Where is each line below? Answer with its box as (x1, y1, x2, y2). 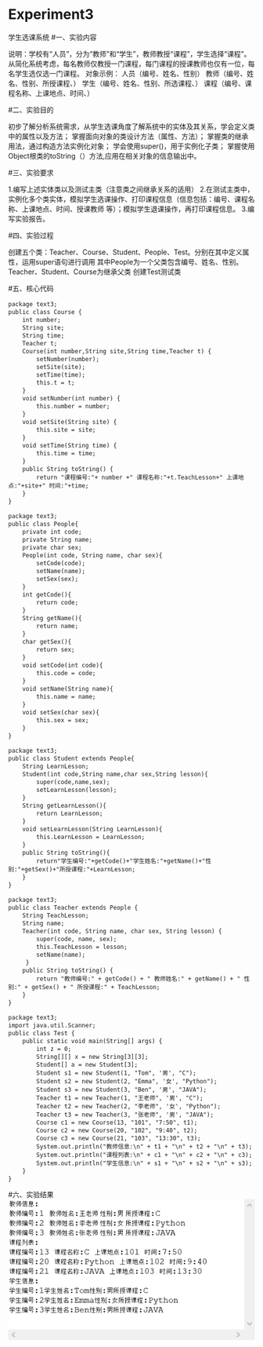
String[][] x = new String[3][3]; (36, 1053, 149, 1060)
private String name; (22, 535, 92, 543)
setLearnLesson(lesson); (36, 786, 117, 794)
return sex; (36, 645, 76, 653)
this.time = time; (36, 449, 96, 457)
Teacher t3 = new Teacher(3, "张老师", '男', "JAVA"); (36, 1111, 214, 1119)
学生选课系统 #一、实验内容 (8, 32, 97, 42)
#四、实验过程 (8, 230, 54, 240)
